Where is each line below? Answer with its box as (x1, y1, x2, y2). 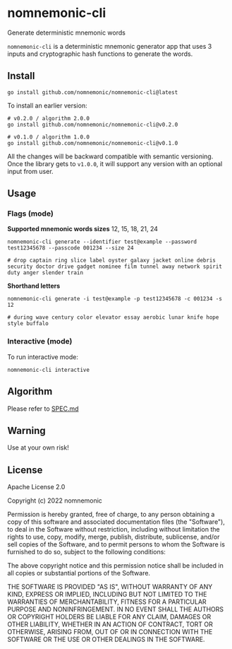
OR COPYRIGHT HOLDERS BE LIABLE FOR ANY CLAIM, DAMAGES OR (7, 613, 212, 621)
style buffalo (7, 320, 49, 327)
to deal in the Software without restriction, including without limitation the (7, 525, 220, 534)
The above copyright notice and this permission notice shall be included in (7, 561, 224, 570)
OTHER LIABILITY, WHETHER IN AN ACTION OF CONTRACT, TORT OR (7, 620, 213, 628)
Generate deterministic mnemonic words (7, 28, 126, 37)
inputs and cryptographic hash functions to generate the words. (7, 49, 193, 58)
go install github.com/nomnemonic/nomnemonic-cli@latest (7, 88, 178, 96)
